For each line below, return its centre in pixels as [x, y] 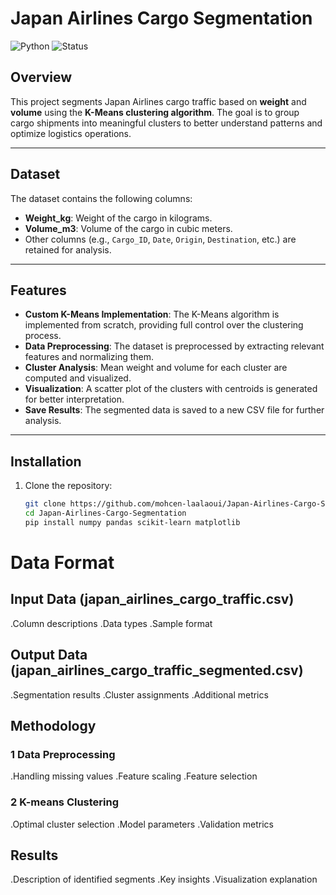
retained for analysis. [68, 249]
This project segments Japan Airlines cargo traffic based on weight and [158, 101]
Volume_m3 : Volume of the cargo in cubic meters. [128, 228]
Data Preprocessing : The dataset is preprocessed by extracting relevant [174, 346]
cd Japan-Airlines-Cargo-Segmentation [105, 513]
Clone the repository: [68, 486]
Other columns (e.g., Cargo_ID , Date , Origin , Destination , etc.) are [160, 239]
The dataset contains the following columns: [101, 198]
